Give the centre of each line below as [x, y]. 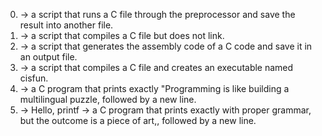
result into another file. [66, 25]
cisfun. [34, 78]
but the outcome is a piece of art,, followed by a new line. [138, 120]
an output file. [48, 57]
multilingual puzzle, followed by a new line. [108, 99]
